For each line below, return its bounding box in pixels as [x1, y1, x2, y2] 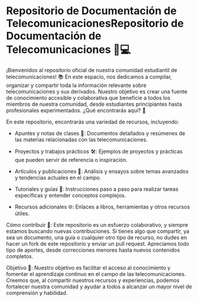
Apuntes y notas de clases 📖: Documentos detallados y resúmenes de [14, 129, 186, 137]
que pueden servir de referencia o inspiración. [14, 156, 128, 163]
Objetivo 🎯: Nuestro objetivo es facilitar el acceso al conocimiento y [6, 264, 171, 271]
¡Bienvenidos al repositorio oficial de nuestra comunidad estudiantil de [6, 66, 177, 73]
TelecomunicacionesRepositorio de [6, 17, 184, 30]
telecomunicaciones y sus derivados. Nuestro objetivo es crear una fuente [6, 87, 188, 95]
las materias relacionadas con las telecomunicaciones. [14, 136, 148, 143]
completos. [6, 252, 34, 259]
